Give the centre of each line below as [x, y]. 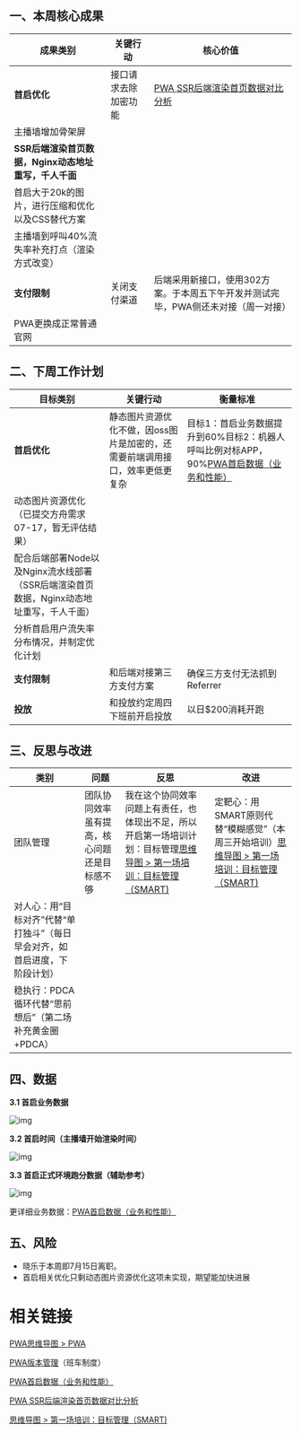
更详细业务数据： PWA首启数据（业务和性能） [93, 1212]
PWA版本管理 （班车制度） [57, 1363]
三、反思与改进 [51, 751]
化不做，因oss [139, 430]
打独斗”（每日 [43, 933]
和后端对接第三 [141, 672]
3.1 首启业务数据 [39, 1103]
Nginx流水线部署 [57, 571]
